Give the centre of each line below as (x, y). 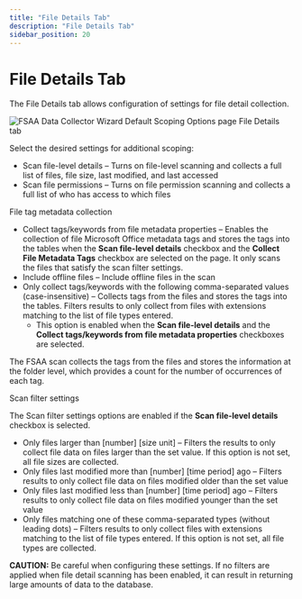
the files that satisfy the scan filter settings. (102, 268)
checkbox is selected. (50, 425)
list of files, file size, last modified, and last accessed (120, 176)
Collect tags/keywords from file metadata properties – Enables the (145, 230)
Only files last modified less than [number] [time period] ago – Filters (150, 491)
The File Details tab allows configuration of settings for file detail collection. (150, 104)
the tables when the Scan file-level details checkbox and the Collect (151, 249)
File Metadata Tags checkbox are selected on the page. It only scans (151, 259)
